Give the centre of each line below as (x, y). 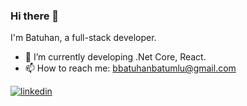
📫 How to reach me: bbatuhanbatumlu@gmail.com (130, 68)
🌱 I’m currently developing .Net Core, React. (115, 57)
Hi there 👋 (35, 16)
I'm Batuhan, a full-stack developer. (83, 38)
